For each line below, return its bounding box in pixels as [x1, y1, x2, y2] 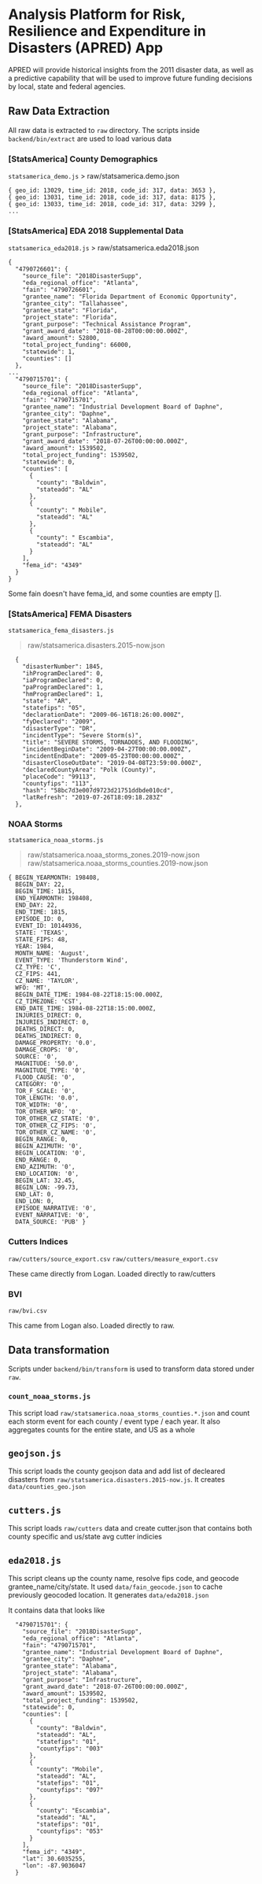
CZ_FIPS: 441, [15, 970, 61, 977]
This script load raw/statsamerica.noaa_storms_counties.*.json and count [8, 1408, 250, 1417]
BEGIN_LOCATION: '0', [15, 1149, 87, 1157]
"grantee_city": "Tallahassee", [22, 300, 128, 308]
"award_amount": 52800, [22, 334, 101, 342]
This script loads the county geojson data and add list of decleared [8, 1466, 226, 1476]
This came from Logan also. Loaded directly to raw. [8, 1321, 175, 1330]
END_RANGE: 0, [15, 1155, 61, 1164]
